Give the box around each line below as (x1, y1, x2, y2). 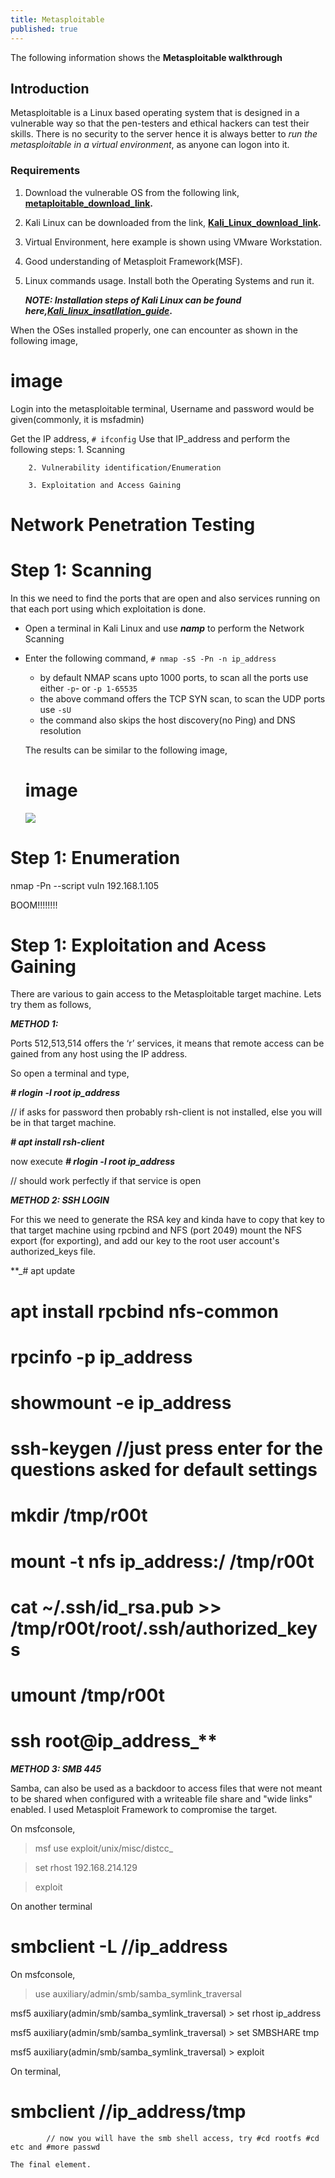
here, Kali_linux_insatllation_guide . (24, 304, 173, 316)
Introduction (10, 80, 90, 97)
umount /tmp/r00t (10, 1684, 165, 1706)
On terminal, (10, 2065, 62, 2077)
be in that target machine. (10, 1117, 117, 1129)
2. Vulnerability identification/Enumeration (28, 462, 222, 473)
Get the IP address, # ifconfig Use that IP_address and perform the (10, 432, 291, 445)
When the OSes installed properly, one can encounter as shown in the (10, 324, 298, 336)
